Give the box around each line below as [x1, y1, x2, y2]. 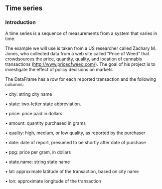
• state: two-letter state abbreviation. [5, 101, 81, 107]
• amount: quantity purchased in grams [5, 120, 86, 126]
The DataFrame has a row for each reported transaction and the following [5, 76, 156, 82]
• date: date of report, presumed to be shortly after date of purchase [5, 139, 146, 145]
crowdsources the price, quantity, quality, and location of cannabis [5, 56, 142, 62]
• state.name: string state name [5, 159, 70, 165]
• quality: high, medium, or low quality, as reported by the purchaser [5, 130, 146, 136]
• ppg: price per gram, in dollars [5, 149, 71, 155]
